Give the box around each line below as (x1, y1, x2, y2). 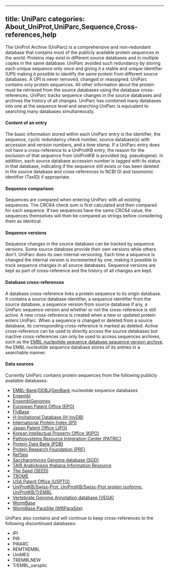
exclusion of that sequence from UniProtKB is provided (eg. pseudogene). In (5, 152, 163, 159)
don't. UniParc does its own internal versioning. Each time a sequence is (5, 252, 155, 258)
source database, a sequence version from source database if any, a (5, 301, 147, 307)
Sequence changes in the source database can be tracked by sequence (5, 241, 154, 247)
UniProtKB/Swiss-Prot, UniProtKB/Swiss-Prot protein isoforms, (12, 484, 143, 490)
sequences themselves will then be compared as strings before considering (5, 213, 162, 219)
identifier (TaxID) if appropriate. (5, 174, 70, 180)
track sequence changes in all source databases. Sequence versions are (5, 262, 156, 268)
